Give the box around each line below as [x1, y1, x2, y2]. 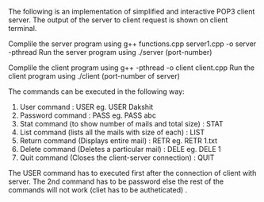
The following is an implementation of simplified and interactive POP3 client [8, 7, 255, 16]
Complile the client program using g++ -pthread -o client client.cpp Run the [8, 63, 255, 72]
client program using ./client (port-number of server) [8, 72, 181, 80]
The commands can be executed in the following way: [8, 87, 185, 96]
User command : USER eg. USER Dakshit [19, 103, 154, 111]
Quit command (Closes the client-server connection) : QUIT [19, 153, 215, 162]
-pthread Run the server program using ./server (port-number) [8, 48, 212, 56]
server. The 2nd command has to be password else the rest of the [8, 177, 224, 186]
